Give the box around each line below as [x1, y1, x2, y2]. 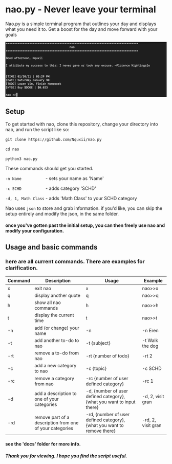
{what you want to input [85, 399, 136, 405]
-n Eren [142, 328, 159, 334]
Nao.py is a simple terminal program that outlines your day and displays [5, 21, 157, 27]
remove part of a [34, 414, 70, 420]
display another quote [34, 292, 81, 298]
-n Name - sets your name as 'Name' [5, 175, 104, 181]
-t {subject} [85, 340, 111, 346]
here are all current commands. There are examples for [5, 258, 145, 265]
